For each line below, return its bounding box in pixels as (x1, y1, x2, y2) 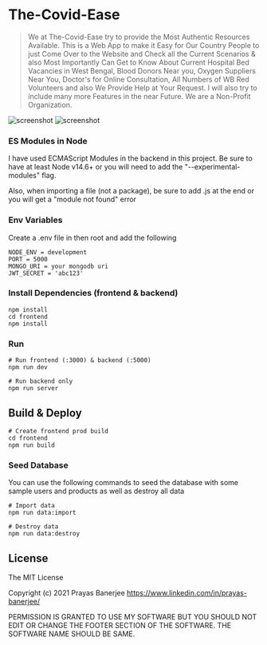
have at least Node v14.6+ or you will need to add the (8, 162, 183, 172)
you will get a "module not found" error (8, 194, 137, 205)
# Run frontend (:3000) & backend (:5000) (8, 356, 151, 364)
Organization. (27, 100, 73, 109)
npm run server (8, 384, 59, 392)
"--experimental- (184, 162, 241, 172)
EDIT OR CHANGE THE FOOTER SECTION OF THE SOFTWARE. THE (8, 621, 232, 631)
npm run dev (8, 364, 48, 372)
